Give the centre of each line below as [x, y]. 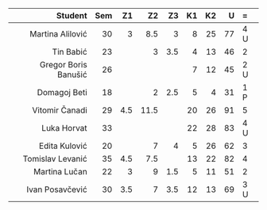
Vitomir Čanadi [60, 110]
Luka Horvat [64, 128]
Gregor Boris [63, 65]
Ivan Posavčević [57, 189]
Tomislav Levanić [55, 159]
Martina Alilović [58, 34]
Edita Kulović [63, 146]
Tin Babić [70, 52]
